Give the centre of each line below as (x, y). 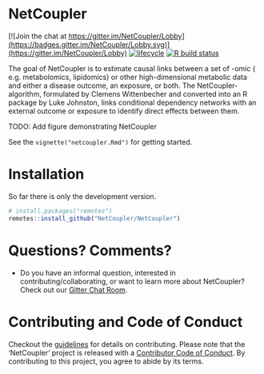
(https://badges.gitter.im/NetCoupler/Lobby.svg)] (89, 44)
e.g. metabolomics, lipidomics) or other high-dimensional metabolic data (128, 77)
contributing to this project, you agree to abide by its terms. (106, 361)
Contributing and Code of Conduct (126, 322)
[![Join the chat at (38, 36)
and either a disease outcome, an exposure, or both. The (102, 86)
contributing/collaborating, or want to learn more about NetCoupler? (132, 281)
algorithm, (25, 93)
